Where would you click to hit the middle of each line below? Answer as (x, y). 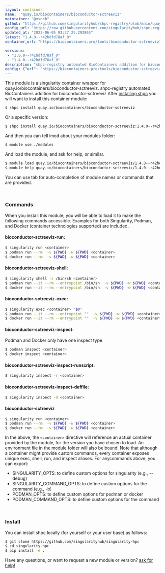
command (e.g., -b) (32, 489)
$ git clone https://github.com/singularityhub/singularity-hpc (72, 541)
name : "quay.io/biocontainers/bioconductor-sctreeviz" (63, 14)
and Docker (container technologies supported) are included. (67, 226)
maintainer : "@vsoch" (27, 19)
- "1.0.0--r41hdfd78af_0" (34, 55)
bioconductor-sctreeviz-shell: (37, 268)
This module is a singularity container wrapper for (55, 83)
